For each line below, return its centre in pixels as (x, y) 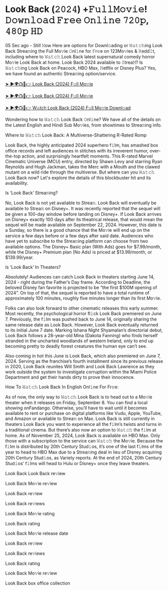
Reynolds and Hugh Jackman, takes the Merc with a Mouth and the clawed (83, 167)
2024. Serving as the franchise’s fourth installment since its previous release (84, 361)
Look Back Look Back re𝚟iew (35, 473)
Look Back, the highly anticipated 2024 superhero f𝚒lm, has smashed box (82, 145)
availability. (17, 183)
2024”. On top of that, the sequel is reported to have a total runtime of (77, 292)
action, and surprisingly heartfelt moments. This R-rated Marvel (87, 156)
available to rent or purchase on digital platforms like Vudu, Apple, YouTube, (83, 413)
